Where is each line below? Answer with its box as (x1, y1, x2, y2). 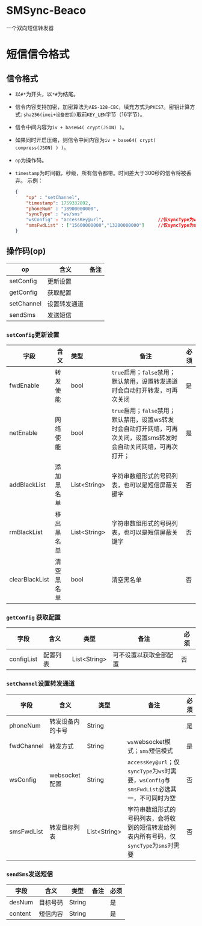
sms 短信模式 (139, 746, 173, 755)
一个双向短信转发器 (6, 24, 54, 31)
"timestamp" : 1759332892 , (26, 200, 91, 206)
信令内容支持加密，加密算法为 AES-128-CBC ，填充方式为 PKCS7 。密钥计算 (14, 103, 191, 110)
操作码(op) (6, 246, 46, 256)
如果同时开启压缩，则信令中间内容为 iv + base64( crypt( (14, 136, 156, 143)
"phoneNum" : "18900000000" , (26, 206, 99, 212)
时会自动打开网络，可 (111, 425, 173, 433)
